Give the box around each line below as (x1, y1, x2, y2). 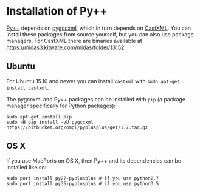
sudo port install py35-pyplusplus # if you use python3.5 (6, 180, 159, 186)
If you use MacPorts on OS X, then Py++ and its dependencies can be (6, 157, 181, 164)
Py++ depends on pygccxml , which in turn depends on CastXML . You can (6, 24, 191, 32)
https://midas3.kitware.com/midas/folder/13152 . (6, 44, 126, 51)
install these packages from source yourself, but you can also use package (6, 30, 195, 38)
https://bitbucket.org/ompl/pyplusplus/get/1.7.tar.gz (6, 124, 148, 130)
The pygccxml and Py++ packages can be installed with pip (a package (6, 95, 186, 103)
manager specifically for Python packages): (6, 102, 116, 109)
